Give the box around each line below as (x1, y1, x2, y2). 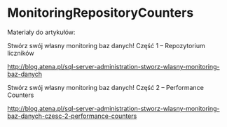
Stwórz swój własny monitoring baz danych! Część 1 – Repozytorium (7, 41, 205, 50)
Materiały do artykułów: (7, 28, 76, 36)
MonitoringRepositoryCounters (7, 5, 194, 21)
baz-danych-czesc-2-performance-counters (7, 112, 137, 120)
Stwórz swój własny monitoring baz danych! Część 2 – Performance (7, 83, 205, 91)
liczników (7, 49, 34, 57)
